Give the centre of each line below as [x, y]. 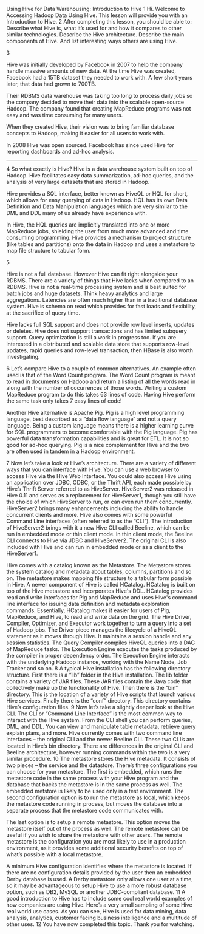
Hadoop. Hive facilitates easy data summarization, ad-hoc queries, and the [100, 175]
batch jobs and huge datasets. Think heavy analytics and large [85, 293]
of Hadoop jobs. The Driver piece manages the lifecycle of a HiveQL [92, 630]
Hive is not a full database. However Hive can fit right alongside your [92, 274]
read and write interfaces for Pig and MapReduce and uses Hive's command [102, 597]
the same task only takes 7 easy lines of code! [64, 401]
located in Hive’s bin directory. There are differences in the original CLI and [100, 746]
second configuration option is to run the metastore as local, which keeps [98, 797]
